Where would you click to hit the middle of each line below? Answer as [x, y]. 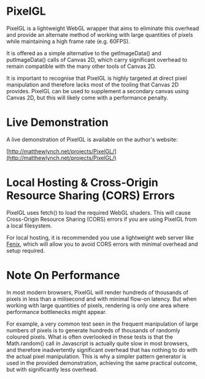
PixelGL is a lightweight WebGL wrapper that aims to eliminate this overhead [103, 28]
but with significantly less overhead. [52, 369]
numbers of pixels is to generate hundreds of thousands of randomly [93, 330]
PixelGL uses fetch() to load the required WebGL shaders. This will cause [99, 212]
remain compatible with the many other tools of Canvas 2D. [81, 66]
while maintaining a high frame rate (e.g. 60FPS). [68, 41]
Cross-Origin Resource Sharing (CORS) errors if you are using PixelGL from [102, 219]
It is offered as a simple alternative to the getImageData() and [84, 53]
